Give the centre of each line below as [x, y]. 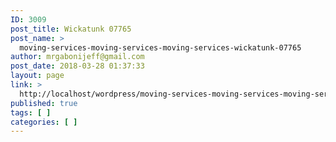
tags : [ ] [31, 112]
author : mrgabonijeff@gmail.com [77, 57]
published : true [44, 103]
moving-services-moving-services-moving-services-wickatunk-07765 [160, 47]
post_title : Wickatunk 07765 [71, 29]
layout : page [37, 76]
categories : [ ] [44, 122]
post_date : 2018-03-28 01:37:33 [77, 66]
